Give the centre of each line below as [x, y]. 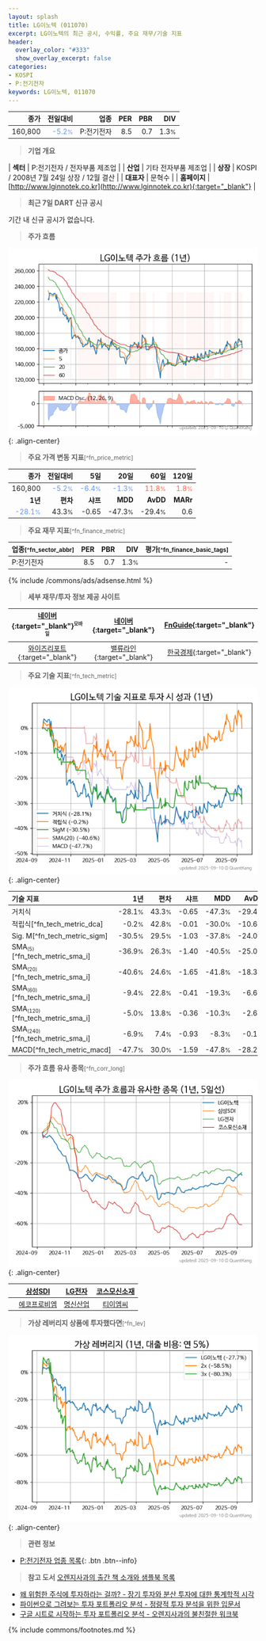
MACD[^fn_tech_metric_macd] [61, 1049]
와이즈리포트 [47, 648]
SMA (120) [26, 1009]
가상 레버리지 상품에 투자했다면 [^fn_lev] [86, 1323]
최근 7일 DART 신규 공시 [65, 203]
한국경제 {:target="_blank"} [209, 653]
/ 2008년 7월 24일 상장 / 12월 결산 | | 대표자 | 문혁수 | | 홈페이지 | [109, 177]
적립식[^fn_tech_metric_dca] [57, 924]
